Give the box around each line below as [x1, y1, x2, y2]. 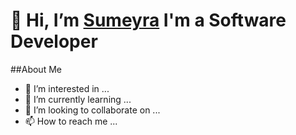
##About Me [10, 63, 62, 75]
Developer [10, 30, 98, 53]
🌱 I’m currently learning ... [24, 93, 132, 105]
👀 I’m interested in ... [24, 82, 110, 94]
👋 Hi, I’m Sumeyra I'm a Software [10, 9, 287, 32]
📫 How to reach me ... [24, 115, 118, 127]
